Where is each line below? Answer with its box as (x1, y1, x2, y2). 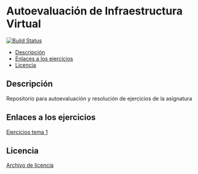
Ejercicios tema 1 (6, 128, 48, 135)
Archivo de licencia (6, 161, 54, 169)
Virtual (6, 17, 41, 31)
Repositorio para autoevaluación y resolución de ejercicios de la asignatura (6, 95, 193, 102)
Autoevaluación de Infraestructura (6, 4, 183, 18)
